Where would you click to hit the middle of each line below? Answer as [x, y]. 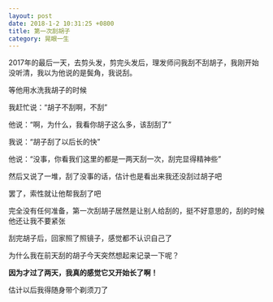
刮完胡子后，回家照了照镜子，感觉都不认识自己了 [90, 238]
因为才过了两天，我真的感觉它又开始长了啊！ [83, 273]
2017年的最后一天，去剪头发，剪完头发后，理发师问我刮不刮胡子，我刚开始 [134, 63]
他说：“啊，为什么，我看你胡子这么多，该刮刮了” [90, 125]
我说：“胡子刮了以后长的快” [54, 142]
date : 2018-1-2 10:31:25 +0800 [61, 24]
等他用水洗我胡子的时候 [48, 90]
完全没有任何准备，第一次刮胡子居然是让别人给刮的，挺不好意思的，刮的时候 [136, 211]
